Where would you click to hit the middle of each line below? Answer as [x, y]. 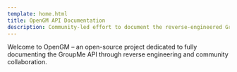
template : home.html [38, 14]
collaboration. [27, 62]
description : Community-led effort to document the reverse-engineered [115, 27]
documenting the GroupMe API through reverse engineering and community [118, 54]
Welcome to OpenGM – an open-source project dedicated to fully [102, 47]
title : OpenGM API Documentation [56, 20]
